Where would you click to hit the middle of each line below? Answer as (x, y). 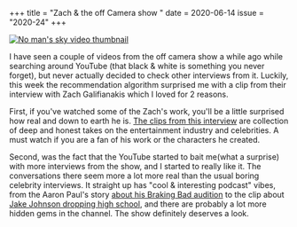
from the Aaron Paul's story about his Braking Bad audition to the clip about (147, 195)
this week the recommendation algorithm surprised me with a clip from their (148, 85)
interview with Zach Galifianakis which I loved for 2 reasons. (119, 94)
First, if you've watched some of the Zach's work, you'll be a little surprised (147, 111)
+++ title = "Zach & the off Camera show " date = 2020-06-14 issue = (137, 13)
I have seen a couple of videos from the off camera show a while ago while (146, 56)
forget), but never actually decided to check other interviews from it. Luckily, (149, 75)
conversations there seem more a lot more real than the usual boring (134, 176)
